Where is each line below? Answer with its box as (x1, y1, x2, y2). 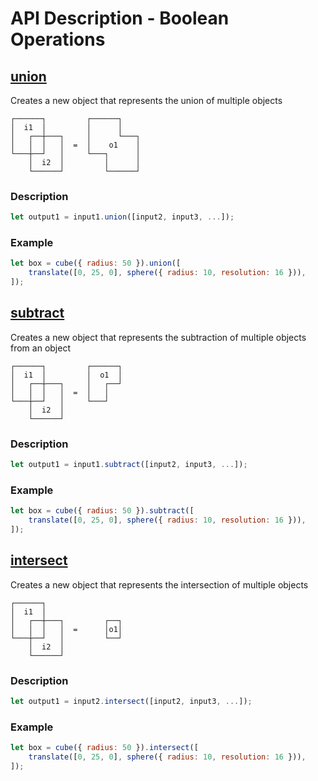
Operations (10, 28, 106, 51)
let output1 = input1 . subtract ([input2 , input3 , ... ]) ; (10, 460, 248, 470)
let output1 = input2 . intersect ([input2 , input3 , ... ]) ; (10, 697, 253, 707)
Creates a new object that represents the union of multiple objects (10, 95, 283, 106)
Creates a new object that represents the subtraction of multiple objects (10, 331, 307, 343)
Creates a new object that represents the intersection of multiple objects (10, 578, 309, 591)
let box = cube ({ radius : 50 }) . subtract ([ (10, 506, 195, 516)
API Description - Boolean (10, 7, 230, 30)
